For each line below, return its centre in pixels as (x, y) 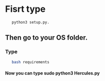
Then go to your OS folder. (46, 38)
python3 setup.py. (31, 22)
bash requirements (31, 62)
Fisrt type (25, 9)
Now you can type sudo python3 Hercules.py (52, 73)
